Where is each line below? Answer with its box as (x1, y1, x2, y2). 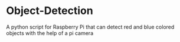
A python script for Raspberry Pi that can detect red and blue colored (6, 23, 175, 30)
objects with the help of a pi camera (6, 29, 93, 36)
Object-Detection (6, 4, 93, 17)
